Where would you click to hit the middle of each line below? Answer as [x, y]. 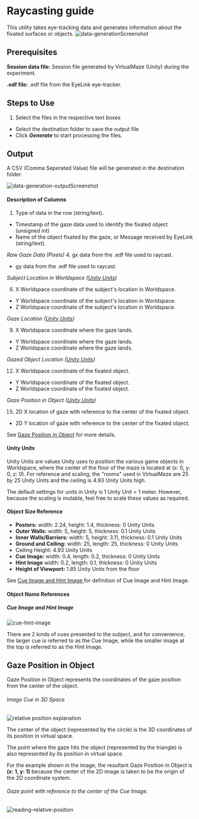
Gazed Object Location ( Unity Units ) [51, 359]
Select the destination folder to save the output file [77, 129]
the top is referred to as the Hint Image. [55, 647]
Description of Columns [37, 199]
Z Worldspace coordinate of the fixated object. [72, 388]
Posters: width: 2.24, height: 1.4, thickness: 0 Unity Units [85, 525]
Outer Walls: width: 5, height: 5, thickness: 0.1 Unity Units [85, 531]
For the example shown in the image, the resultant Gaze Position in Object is [100, 765]
